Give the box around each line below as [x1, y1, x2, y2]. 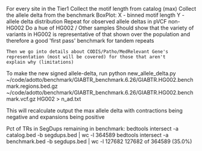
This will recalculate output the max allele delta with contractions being [6, 107, 183, 114]
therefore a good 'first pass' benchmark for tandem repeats [6, 37, 155, 44]
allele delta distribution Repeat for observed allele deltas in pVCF [6, 18, 167, 25]
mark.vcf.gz [6, 96, 36, 102]
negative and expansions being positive [6, 114, 105, 120]
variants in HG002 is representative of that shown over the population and [6, 31, 191, 38]
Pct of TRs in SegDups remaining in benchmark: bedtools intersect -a [6, 125, 179, 132]
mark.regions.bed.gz [6, 82, 58, 90]
